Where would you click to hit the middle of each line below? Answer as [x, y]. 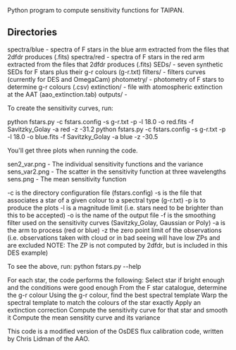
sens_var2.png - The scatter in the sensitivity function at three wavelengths [117, 171]
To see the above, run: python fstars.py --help [74, 266]
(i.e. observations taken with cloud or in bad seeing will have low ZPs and [114, 237]
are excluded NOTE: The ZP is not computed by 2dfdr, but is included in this [117, 245]
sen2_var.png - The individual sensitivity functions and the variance [105, 164]
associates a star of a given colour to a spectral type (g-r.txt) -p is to [107, 200]
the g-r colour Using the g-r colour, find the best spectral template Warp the [118, 295]
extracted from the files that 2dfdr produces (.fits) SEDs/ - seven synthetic [115, 64]
